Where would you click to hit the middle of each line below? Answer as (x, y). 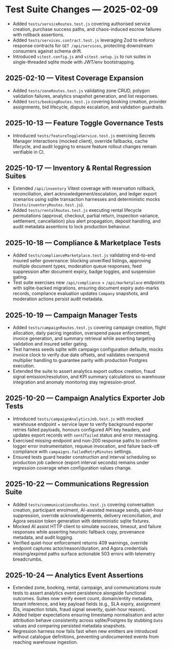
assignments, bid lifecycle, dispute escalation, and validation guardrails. (89, 107)
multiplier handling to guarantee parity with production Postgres (80, 360)
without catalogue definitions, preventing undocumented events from (86, 637)
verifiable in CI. (29, 152)
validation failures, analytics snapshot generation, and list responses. (85, 96)
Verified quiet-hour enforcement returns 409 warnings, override (80, 543)
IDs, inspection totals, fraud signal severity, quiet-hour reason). (79, 609)
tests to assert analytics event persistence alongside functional (79, 593)
